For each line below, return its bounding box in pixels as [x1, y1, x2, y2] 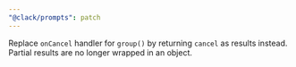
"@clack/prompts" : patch [8, 13, 101, 22]
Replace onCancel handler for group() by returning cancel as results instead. [8, 38, 288, 48]
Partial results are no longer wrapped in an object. [8, 46, 193, 58]
